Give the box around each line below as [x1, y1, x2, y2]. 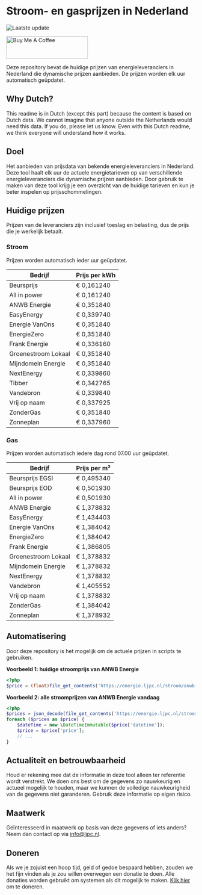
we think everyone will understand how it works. [6, 129, 126, 136]
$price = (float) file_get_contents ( [6, 683, 98, 689]
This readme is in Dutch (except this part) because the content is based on [6, 110, 191, 117]
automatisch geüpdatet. [6, 76, 65, 84]
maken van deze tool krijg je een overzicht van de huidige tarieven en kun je [6, 182, 195, 189]
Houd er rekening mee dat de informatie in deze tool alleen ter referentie [6, 772, 185, 779]
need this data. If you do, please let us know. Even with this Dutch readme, [6, 122, 191, 130]
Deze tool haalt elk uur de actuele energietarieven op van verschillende [6, 169, 183, 176]
